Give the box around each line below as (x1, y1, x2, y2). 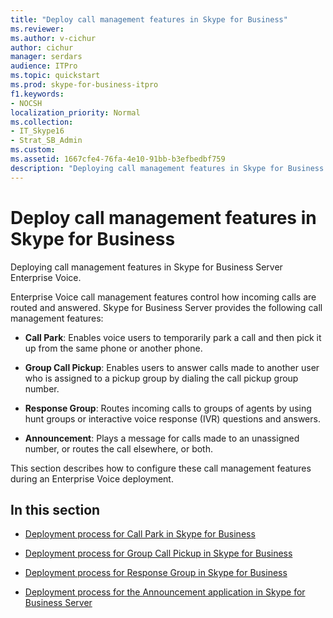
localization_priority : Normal (10, 107, 141, 118)
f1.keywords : (10, 89, 65, 99)
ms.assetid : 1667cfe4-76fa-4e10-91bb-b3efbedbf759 (10, 154, 226, 164)
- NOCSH (10, 98, 43, 108)
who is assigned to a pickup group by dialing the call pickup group (24, 372, 299, 384)
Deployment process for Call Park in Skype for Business (24, 528, 256, 540)
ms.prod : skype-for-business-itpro (10, 80, 159, 90)
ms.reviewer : (10, 24, 65, 34)
